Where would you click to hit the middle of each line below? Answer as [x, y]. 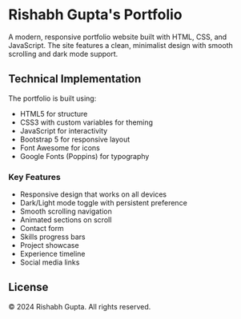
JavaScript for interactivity [64, 130]
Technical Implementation [75, 79]
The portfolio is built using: [52, 98]
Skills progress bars [52, 237]
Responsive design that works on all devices [93, 194]
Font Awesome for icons [60, 148]
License [28, 287]
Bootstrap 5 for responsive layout [75, 139]
